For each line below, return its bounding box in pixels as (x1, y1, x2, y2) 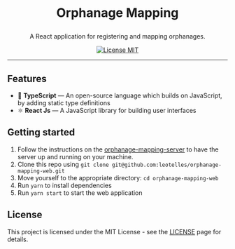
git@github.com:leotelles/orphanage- (111, 161, 222, 168)
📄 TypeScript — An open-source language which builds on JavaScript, (17, 91, 222, 100)
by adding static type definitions (17, 99, 111, 107)
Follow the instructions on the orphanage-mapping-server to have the (17, 145, 219, 154)
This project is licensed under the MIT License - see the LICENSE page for (7, 227, 222, 236)
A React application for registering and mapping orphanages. (29, 32, 206, 41)
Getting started (7, 126, 76, 138)
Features (7, 72, 47, 85)
